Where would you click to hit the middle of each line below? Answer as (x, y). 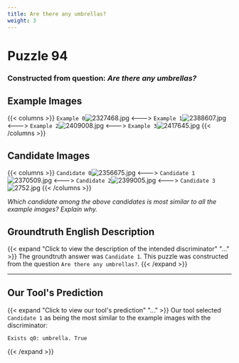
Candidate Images (49, 156)
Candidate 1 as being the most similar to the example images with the (109, 317)
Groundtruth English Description (81, 232)
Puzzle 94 (38, 56)
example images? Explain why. (53, 209)
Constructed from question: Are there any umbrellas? (102, 78)
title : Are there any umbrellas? (57, 14)
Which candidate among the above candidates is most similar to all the (112, 202)
